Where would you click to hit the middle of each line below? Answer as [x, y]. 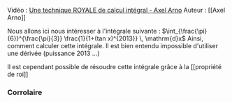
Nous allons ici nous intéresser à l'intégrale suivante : [84, 31]
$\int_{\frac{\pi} [184, 31]
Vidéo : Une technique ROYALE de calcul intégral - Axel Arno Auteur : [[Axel [116, 10]
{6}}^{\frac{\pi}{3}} [35, 38]
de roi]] [18, 74]
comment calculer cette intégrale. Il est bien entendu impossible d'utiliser [113, 46]
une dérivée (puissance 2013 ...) [53, 53]
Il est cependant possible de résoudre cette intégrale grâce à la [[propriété [115, 67]
